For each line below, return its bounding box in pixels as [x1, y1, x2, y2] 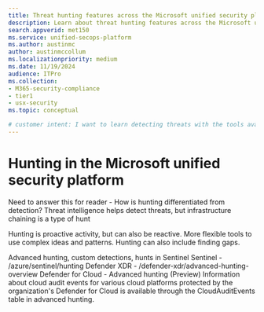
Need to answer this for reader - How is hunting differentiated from [8, 197, 225, 207]
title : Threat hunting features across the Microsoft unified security [8, 11, 247, 20]
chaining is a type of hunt [8, 214, 90, 223]
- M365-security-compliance [8, 84, 101, 93]
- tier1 [8, 92, 34, 100]
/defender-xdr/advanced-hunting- [138, 261, 249, 270]
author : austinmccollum [8, 48, 86, 56]
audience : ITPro [8, 70, 61, 78]
